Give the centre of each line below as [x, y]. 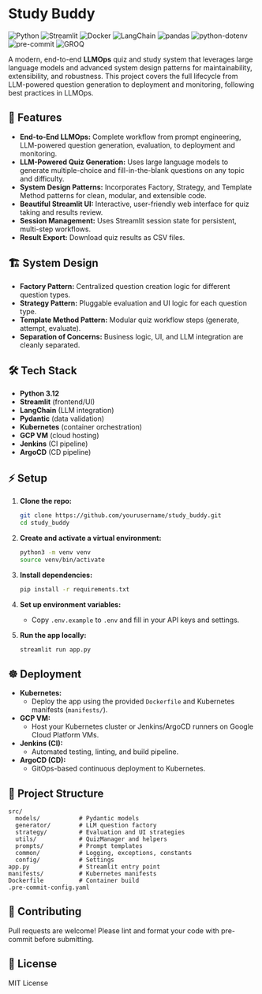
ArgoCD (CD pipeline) [55, 452]
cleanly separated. [50, 345]
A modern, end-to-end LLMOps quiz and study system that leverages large [131, 59]
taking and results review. [61, 212]
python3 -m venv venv [55, 552]
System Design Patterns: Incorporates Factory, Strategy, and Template [136, 187]
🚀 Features [35, 118]
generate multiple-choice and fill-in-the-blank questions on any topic [132, 170]
